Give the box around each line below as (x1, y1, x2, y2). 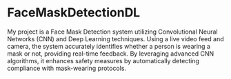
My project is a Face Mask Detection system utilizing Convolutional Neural (7, 27, 219, 36)
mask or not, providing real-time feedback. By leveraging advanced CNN (7, 49, 214, 58)
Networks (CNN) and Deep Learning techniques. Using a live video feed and (7, 34, 224, 43)
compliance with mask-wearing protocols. (7, 64, 126, 72)
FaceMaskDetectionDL (7, 5, 141, 21)
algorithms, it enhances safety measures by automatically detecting (7, 56, 200, 65)
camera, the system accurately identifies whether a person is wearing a (7, 42, 210, 50)
